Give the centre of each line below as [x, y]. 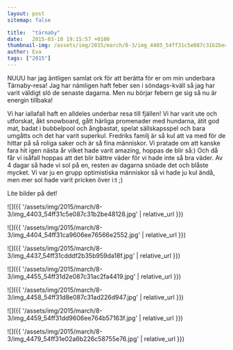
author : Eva [24, 52]
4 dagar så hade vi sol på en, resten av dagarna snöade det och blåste [108, 165]
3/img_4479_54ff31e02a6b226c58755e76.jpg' [73, 339]
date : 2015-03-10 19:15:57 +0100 [59, 39]
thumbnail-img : [29, 46]
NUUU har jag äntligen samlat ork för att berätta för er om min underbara [111, 78]
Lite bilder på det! [32, 193]
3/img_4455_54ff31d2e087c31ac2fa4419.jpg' [71, 276]
